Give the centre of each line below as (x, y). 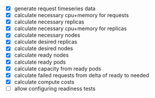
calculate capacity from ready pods (58, 68)
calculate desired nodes (44, 48)
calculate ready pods (40, 62)
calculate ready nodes (41, 55)
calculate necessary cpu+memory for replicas (70, 28)
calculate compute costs (44, 81)
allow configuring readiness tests (55, 89)
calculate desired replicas (46, 42)
